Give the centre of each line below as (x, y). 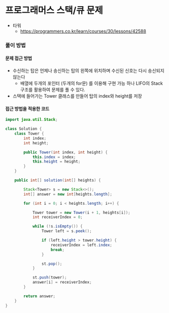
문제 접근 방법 (19, 58)
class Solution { (24, 129)
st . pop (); (52, 264)
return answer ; (40, 296)
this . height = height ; (56, 162)
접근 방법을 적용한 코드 (27, 108)
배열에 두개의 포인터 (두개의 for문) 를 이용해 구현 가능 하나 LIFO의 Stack (92, 83)
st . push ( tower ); (49, 277)
